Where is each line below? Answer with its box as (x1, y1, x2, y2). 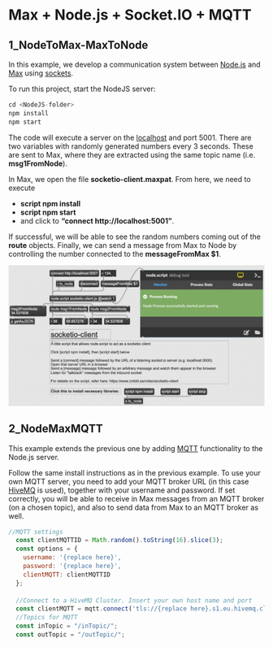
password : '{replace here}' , (23, 562, 122, 571)
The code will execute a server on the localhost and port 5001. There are (8, 132, 252, 142)
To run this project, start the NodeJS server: (8, 84, 156, 93)
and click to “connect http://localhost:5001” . (19, 215, 175, 225)
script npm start (19, 207, 76, 217)
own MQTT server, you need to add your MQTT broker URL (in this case (8, 476, 249, 486)
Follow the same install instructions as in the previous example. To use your (8, 467, 262, 477)
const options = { (15, 545, 79, 554)
